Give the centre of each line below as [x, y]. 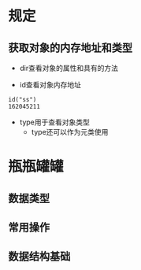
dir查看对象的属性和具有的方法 [69, 68]
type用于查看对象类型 [55, 122]
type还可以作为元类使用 [70, 132]
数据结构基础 [39, 257]
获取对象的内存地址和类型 [70, 48]
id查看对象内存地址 [50, 85]
